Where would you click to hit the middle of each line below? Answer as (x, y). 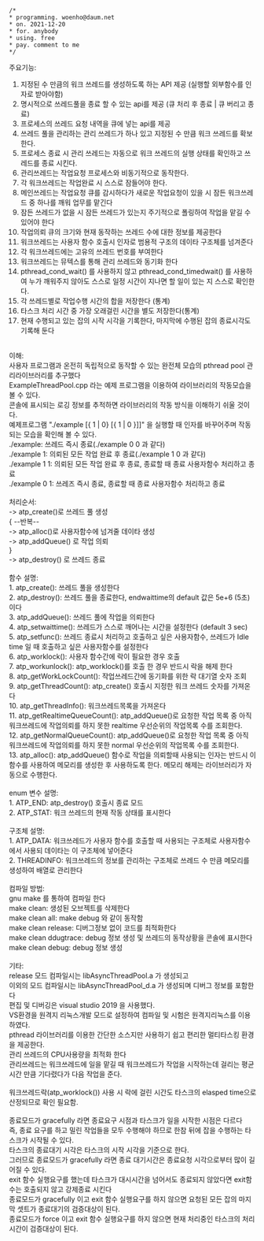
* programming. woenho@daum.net (62, 17)
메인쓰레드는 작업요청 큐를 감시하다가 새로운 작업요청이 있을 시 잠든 (123, 193)
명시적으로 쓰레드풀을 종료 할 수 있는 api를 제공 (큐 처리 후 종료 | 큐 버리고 (133, 104)
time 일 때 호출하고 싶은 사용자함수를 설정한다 (79, 647)
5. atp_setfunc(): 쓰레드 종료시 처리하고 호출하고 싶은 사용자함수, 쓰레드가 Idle (129, 637)
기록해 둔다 (37, 331)
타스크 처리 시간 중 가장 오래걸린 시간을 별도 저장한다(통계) (110, 311)
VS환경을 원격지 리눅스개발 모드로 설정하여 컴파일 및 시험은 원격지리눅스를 (123, 1015)
